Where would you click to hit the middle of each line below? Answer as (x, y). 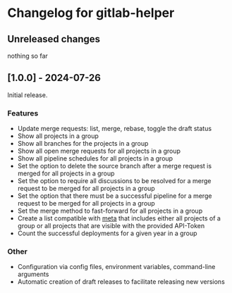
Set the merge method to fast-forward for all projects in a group (110, 211)
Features (23, 113)
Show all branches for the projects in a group (83, 144)
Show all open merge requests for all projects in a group (99, 151)
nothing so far (28, 56)
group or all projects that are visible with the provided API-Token (111, 226)
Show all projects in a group (58, 136)
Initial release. (28, 95)
